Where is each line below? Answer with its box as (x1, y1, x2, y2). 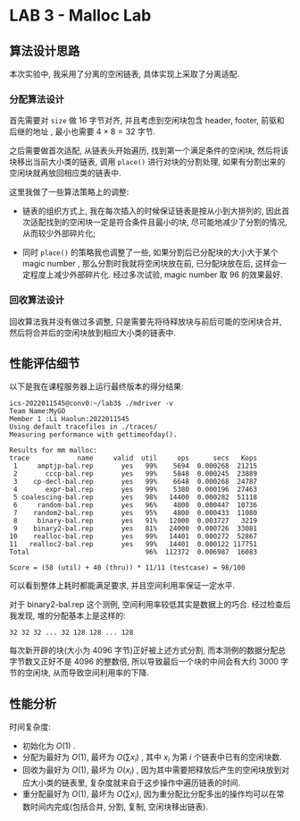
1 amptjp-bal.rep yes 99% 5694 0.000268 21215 (12, 461, 257, 470)
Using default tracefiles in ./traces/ (9, 422, 158, 432)
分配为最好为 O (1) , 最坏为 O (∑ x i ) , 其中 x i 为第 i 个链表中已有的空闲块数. (21, 752, 283, 765)
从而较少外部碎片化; (21, 228, 96, 239)
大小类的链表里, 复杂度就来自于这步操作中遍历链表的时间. (29, 777, 241, 788)
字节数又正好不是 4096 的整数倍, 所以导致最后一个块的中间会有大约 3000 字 (9, 656, 289, 667)
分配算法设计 (9, 93, 65, 106)
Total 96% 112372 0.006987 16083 (9, 547, 257, 557)
